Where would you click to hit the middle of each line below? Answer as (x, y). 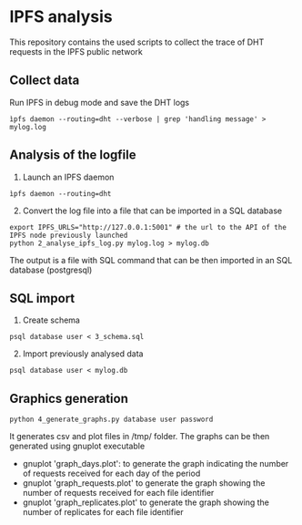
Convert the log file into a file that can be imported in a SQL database (152, 211)
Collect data (45, 81)
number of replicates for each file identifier (103, 512)
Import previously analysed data (83, 354)
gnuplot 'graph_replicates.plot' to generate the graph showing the (146, 502)
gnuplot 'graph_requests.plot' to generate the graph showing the (144, 483)
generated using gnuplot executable (77, 446)
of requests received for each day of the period (111, 474)
